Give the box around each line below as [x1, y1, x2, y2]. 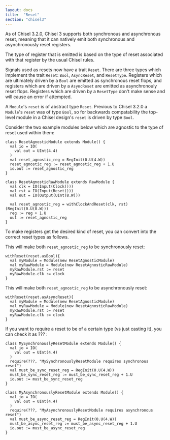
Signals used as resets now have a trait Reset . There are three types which [5, 67, 161, 73]
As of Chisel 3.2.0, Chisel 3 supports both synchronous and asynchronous [5, 31, 161, 37]
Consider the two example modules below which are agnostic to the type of [5, 124, 164, 130]
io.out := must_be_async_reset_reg [10, 426, 85, 431]
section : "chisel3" [5, 17, 47, 22]
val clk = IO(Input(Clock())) [10, 184, 74, 189]
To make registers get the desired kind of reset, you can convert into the [5, 228, 156, 234]
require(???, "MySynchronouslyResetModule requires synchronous [10, 359, 149, 364]
